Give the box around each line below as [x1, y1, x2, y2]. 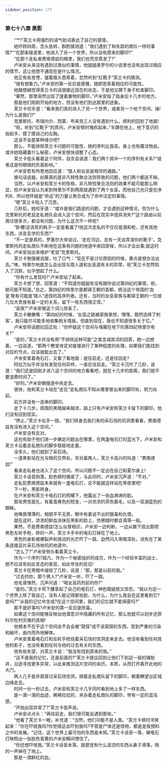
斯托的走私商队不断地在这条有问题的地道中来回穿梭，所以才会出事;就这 [9, 243, 155, 249]
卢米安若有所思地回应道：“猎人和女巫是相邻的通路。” [13, 168, 120, 174]
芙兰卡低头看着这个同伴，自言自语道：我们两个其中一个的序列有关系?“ [13, 155, 158, 161]
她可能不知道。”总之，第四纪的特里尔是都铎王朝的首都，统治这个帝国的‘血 [5, 286, 154, 292]
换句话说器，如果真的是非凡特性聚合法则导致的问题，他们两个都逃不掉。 [13, 174, 162, 180]
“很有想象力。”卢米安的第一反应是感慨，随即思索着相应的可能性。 [13, 80, 147, 86]
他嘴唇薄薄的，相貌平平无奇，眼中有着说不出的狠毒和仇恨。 [13, 511, 136, 517]
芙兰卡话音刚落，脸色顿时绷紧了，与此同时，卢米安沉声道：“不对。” [13, 474, 151, 480]
